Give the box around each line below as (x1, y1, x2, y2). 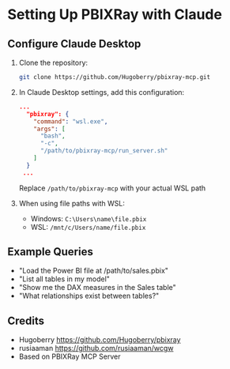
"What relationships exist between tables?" (18, 291, 160, 301)
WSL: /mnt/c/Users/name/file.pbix (30, 222, 146, 232)
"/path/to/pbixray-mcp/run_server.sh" (40, 147, 168, 155)
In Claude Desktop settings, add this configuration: (18, 87, 185, 96)
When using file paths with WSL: (18, 198, 126, 208)
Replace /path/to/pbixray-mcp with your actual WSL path (18, 183, 206, 193)
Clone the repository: (18, 58, 89, 67)
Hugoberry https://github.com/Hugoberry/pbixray (18, 335, 181, 345)
